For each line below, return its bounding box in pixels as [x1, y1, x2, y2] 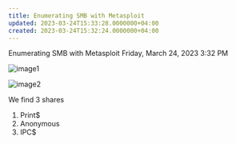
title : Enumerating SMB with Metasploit [8, 11, 146, 20]
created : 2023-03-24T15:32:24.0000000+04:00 [8, 26, 159, 34]
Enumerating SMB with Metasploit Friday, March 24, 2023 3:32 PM [8, 49, 229, 58]
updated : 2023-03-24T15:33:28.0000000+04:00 [8, 19, 159, 27]
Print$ [19, 110, 41, 120]
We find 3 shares [8, 95, 65, 105]
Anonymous [19, 119, 60, 129]
